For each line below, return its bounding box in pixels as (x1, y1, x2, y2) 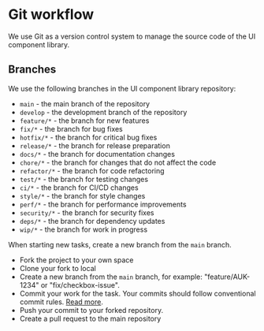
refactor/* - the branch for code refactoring (19, 165, 165, 175)
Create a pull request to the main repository (19, 314, 162, 323)
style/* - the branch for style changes (19, 191, 146, 200)
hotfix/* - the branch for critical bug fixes (19, 132, 158, 142)
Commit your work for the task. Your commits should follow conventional (19, 288, 256, 298)
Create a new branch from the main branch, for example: (19, 272, 203, 281)
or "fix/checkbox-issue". (40, 280, 120, 289)
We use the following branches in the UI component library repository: (8, 84, 236, 93)
